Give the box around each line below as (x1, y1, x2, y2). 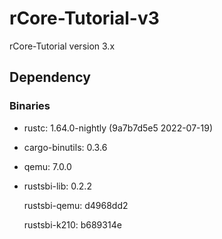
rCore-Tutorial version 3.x (9, 40, 116, 52)
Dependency (9, 69, 91, 86)
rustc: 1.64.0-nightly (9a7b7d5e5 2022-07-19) (23, 122, 214, 134)
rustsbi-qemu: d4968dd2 (23, 199, 129, 211)
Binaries (9, 99, 51, 113)
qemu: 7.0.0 (23, 160, 72, 172)
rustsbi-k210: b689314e (23, 218, 122, 231)
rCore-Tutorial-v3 (9, 7, 160, 30)
